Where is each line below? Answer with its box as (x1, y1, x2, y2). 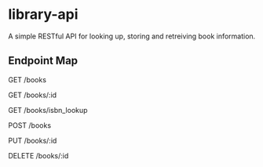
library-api (8, 5, 79, 24)
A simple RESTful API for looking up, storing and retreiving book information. (8, 31, 256, 41)
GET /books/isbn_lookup (8, 105, 88, 114)
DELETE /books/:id (8, 151, 69, 160)
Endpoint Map (8, 54, 79, 67)
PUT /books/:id (8, 136, 57, 145)
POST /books (8, 120, 52, 130)
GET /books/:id (8, 90, 57, 100)
